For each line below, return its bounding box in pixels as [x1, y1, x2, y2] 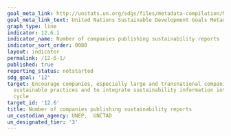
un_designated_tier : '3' [7, 118, 78, 126]
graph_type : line [7, 23, 57, 30]
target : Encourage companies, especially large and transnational [7, 80, 201, 87]
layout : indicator [7, 49, 60, 56]
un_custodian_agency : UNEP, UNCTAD [7, 112, 112, 119]
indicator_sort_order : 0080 [7, 42, 88, 49]
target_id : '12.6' [7, 100, 60, 106]
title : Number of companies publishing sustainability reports [7, 106, 192, 113]
